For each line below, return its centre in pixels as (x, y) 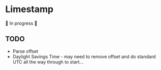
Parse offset (25, 51)
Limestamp (29, 9)
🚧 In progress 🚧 (21, 23)
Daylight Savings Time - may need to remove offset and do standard (84, 56)
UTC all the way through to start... (48, 62)
